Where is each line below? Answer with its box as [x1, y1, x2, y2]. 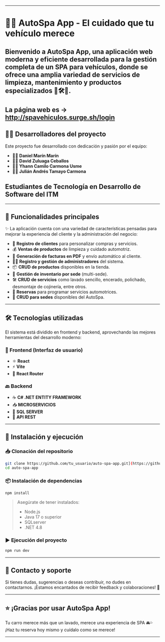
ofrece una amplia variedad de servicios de [5, 70, 140, 79]
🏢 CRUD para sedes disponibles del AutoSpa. [12, 294, 105, 300]
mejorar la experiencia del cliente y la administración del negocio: [5, 231, 138, 237]
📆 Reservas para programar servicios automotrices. [12, 289, 118, 295]
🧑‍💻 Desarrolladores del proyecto [5, 130, 107, 138]
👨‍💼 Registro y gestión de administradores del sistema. [12, 259, 124, 265]
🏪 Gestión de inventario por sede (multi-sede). [12, 271, 108, 277]
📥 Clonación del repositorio [5, 448, 73, 455]
